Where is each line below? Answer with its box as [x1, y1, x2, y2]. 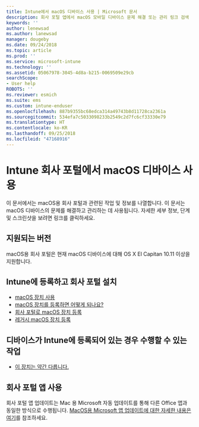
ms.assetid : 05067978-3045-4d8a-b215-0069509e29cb [6, 70, 134, 76]
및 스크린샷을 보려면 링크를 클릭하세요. [6, 214, 95, 221]
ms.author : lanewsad [6, 31, 58, 37]
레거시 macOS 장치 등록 [14, 316, 71, 323]
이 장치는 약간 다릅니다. [14, 363, 70, 370]
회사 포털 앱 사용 [6, 382, 62, 392]
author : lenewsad [6, 25, 49, 32]
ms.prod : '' [6, 53, 36, 59]
